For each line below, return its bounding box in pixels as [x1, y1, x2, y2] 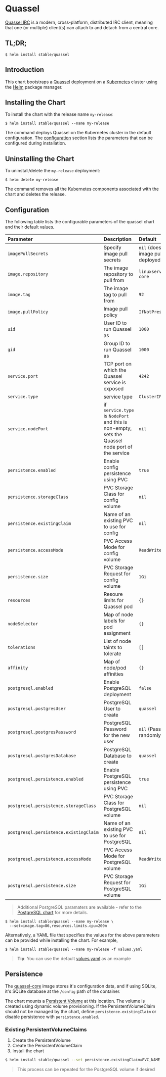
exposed [103, 385, 124, 392]
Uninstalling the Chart [5, 154, 75, 163]
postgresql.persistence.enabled [7, 776, 84, 782]
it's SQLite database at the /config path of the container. [5, 988, 121, 994]
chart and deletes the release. [5, 191, 66, 197]
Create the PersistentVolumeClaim [12, 1043, 83, 1049]
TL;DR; [5, 39, 27, 48]
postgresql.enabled [7, 685, 53, 691]
